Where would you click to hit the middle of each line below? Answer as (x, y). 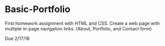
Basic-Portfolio (38, 9)
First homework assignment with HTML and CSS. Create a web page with (82, 23)
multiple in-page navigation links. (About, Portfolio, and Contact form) (78, 28)
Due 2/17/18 (17, 38)
